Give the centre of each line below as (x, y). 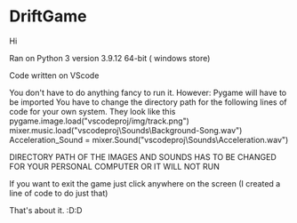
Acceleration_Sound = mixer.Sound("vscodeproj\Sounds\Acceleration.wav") (149, 139)
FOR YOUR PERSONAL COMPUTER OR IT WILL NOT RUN (114, 166)
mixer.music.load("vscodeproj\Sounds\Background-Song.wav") (126, 130)
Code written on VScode (54, 75)
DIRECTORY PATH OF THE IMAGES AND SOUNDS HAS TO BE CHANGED (143, 156)
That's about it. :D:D (46, 210)
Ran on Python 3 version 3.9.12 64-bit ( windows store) (110, 58)
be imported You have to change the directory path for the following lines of (148, 102)
